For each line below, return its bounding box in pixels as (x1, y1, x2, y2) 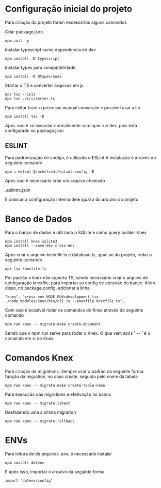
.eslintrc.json (5, 187, 31, 193)
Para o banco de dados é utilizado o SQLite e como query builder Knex (5, 229, 147, 235)
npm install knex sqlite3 (5, 239, 57, 244)
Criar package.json (5, 29, 43, 34)
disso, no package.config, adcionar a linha (5, 285, 90, 291)
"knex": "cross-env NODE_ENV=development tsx (5, 294, 98, 299)
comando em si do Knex (5, 335, 53, 341)
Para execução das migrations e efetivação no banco (5, 391, 112, 397)
